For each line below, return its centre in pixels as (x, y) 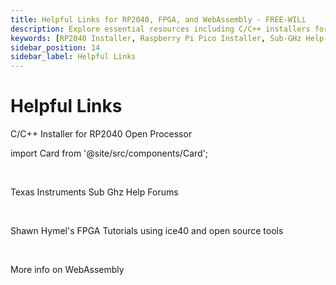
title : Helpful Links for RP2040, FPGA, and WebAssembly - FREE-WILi (158, 19)
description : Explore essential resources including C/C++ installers (160, 29)
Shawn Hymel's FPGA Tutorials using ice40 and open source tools (147, 231)
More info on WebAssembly (67, 270)
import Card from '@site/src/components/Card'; (109, 153)
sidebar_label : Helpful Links (73, 57)
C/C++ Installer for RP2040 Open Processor (101, 134)
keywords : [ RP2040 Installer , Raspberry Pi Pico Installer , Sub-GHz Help (167, 38)
